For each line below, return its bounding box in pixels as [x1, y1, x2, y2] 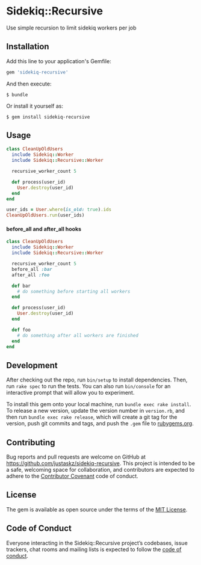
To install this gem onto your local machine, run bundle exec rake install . [6, 401, 191, 408]
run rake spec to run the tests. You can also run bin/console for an [6, 383, 171, 390]
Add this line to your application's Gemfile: [6, 57, 111, 64]
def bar [11, 283, 31, 289]
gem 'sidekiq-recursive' [6, 69, 69, 75]
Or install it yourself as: [6, 102, 63, 110]
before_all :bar [11, 266, 52, 272]
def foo [11, 327, 31, 333]
